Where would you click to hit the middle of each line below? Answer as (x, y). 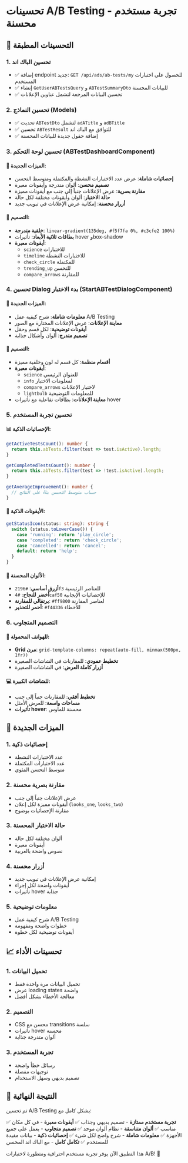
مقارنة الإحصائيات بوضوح (42, 810)
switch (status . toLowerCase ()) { (52, 529)
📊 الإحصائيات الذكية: (28, 429)
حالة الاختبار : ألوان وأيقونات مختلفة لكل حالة (62, 197)
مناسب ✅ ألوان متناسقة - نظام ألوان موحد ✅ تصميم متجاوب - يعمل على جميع (91, 1128)
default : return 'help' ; (47, 551)
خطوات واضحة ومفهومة (41, 926)
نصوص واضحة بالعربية (38, 851)
